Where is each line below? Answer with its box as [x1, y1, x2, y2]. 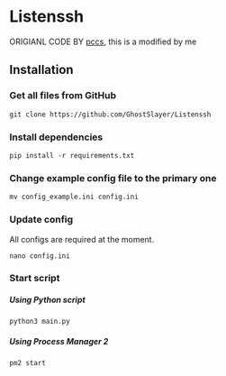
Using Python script [9, 295, 86, 306]
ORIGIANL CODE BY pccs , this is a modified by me [9, 36, 197, 47]
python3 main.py [9, 317, 70, 326]
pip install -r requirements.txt [9, 151, 135, 160]
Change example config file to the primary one [9, 171, 217, 184]
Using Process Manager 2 [9, 336, 109, 346]
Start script [9, 272, 60, 285]
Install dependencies [9, 131, 104, 143]
